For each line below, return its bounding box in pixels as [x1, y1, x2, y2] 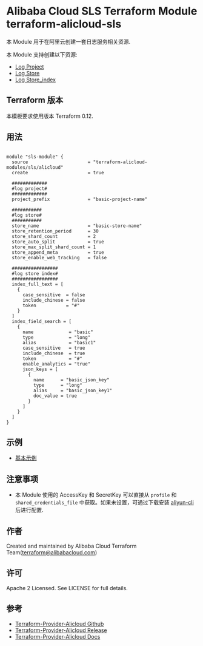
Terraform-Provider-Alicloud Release [15, 627, 107, 634]
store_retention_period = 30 [12, 228, 99, 234]
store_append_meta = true [12, 249, 104, 256]
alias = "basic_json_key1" [33, 387, 113, 393]
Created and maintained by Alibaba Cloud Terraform [6, 542, 137, 549]
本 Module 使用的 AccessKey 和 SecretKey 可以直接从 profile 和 [15, 491, 177, 498]
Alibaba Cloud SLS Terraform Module [6, 4, 198, 18]
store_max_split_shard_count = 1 [12, 244, 96, 250]
